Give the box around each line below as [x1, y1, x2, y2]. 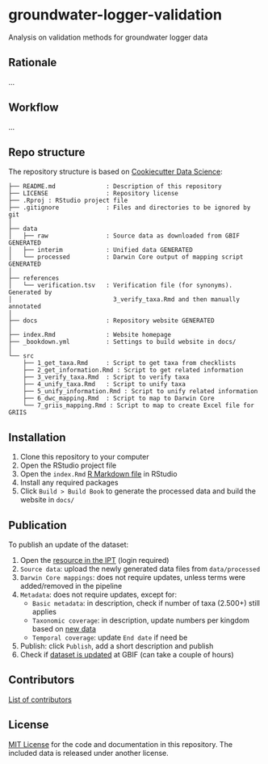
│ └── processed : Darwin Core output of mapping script [8, 253, 244, 262]
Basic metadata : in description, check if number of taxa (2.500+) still [31, 598, 261, 607]
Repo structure [8, 145, 86, 159]
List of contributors [8, 695, 73, 704]
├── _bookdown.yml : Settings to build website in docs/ [8, 338, 237, 346]
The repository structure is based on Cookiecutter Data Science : [8, 167, 224, 177]
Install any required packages [19, 478, 119, 488]
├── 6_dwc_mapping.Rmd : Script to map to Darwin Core [23, 394, 216, 403]
